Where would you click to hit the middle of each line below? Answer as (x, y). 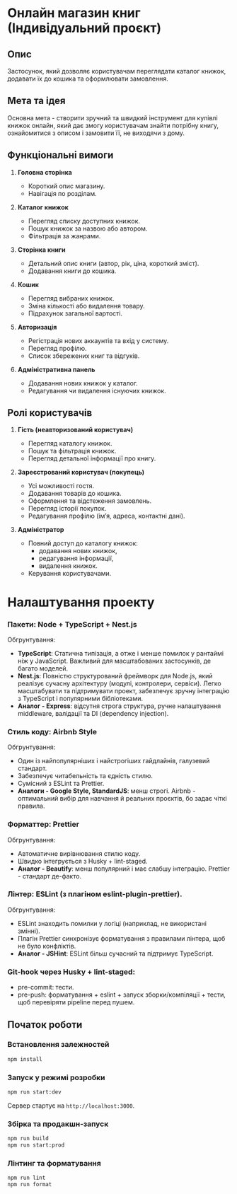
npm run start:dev (34, 1092)
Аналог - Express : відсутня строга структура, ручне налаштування (119, 706)
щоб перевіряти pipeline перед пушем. (76, 1002)
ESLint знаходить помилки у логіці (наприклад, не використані (112, 923)
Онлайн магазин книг (74, 13)
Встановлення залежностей (58, 1045)
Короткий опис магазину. (67, 186)
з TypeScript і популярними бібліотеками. (80, 698)
